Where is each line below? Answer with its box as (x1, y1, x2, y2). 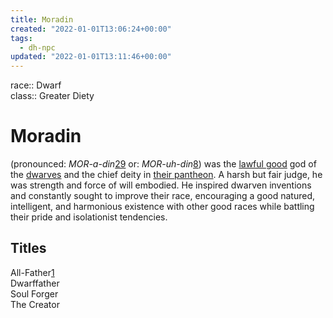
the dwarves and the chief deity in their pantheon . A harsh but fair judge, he (10, 169, 323, 181)
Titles (10, 240, 47, 257)
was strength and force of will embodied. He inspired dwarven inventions (10, 179, 312, 191)
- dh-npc (19, 42, 56, 53)
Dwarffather (10, 277, 60, 289)
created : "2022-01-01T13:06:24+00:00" (10, 24, 172, 34)
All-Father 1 (10, 266, 55, 278)
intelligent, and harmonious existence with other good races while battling (10, 201, 315, 213)
